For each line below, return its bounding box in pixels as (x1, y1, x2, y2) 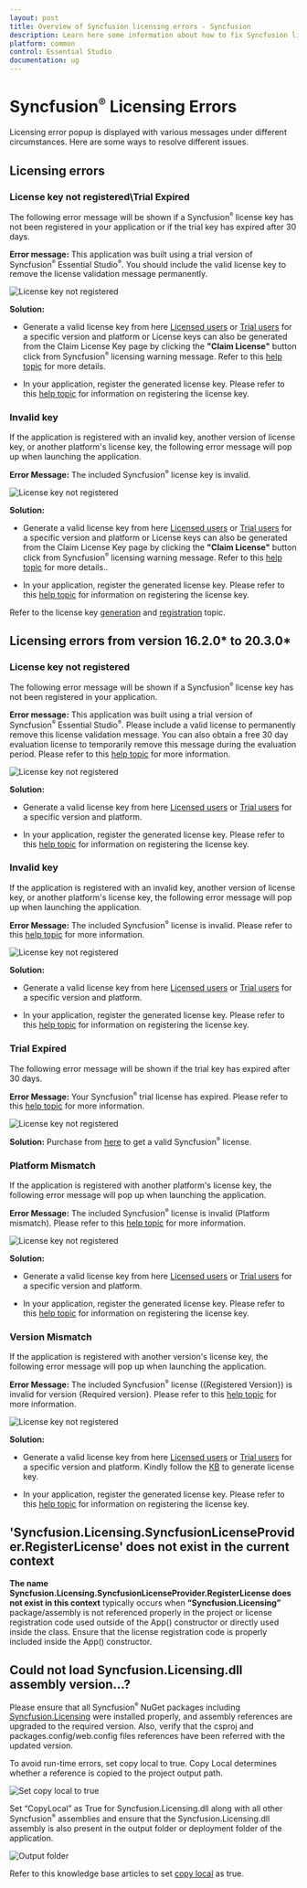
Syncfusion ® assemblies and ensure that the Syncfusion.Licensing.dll (9, 1813, 270, 1824)
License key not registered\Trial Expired (9, 190, 190, 203)
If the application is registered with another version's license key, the (9, 1352, 269, 1363)
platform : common (9, 38, 76, 48)
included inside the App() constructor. (9, 1636, 153, 1647)
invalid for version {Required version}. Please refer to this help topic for (9, 1389, 277, 1399)
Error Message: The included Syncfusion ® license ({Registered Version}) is (9, 1379, 292, 1390)
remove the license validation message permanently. (9, 269, 208, 280)
